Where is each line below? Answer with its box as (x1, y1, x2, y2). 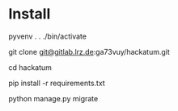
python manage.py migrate (8, 93, 99, 103)
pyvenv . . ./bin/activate (8, 31, 87, 41)
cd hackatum (8, 62, 53, 72)
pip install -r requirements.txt (8, 78, 105, 88)
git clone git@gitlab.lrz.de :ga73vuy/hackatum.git (8, 47, 170, 56)
